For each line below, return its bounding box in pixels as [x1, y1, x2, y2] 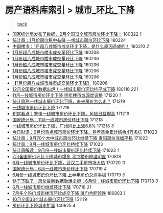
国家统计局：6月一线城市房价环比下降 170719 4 [12, 166, 107, 171]
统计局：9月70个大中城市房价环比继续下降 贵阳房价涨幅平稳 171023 [12, 135, 148, 141]
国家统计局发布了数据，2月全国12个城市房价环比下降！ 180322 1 [12, 31, 142, 37]
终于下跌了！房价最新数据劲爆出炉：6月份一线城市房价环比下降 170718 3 [12, 178, 158, 184]
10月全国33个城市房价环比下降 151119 [12, 196, 87, 202]
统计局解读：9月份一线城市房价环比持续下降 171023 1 [12, 147, 119, 153]
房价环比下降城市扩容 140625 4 [12, 202, 76, 208]
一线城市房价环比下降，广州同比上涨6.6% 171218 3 [12, 123, 114, 129]
